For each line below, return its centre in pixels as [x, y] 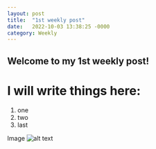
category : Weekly [32, 33]
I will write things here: [74, 90]
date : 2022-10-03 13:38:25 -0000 [59, 26]
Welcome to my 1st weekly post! [78, 61]
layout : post [26, 14]
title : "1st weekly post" [46, 20]
